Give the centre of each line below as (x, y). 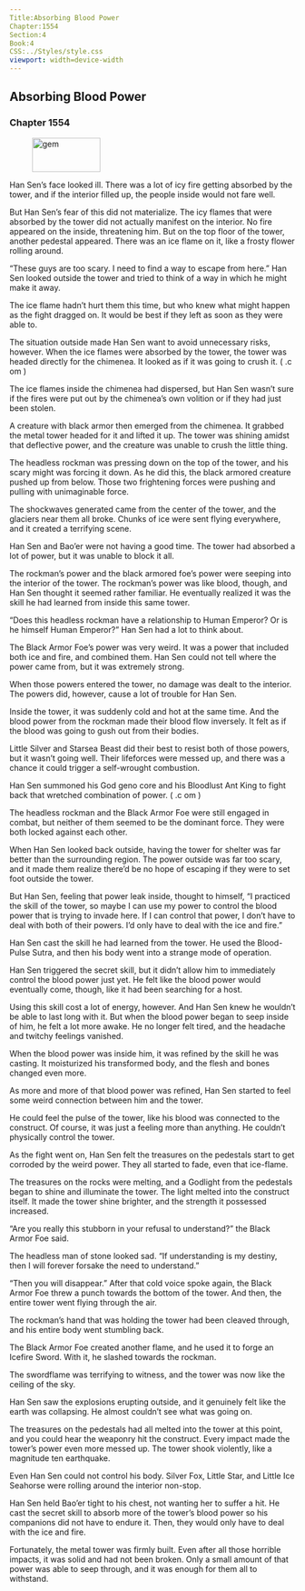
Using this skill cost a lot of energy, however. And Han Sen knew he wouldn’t (152, 1006)
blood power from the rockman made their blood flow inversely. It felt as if (148, 721)
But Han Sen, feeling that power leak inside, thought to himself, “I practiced (150, 896)
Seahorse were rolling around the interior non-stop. (105, 1485)
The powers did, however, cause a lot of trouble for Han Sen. (123, 694)
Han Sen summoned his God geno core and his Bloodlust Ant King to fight (148, 785)
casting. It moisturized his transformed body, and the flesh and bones (140, 1063)
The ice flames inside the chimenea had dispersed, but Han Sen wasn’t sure (152, 388)
